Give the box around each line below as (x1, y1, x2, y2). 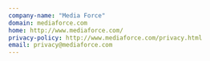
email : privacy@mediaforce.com (8, 41, 113, 49)
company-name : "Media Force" (8, 11, 106, 20)
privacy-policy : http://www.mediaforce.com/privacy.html (8, 33, 203, 42)
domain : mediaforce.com (8, 19, 88, 27)
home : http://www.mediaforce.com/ (8, 26, 124, 34)
